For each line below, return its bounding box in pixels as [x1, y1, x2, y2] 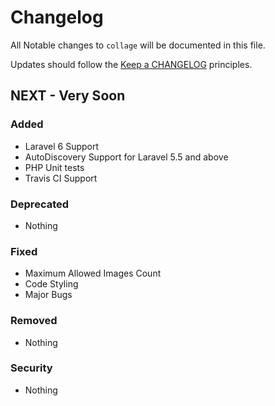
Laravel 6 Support [24, 140, 100, 152]
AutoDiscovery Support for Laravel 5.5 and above [24, 151, 229, 163]
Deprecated [10, 197, 70, 211]
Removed [10, 314, 58, 328]
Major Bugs [24, 289, 73, 301]
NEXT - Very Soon [10, 87, 126, 105]
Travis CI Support [24, 172, 98, 184]
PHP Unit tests [24, 161, 85, 173]
